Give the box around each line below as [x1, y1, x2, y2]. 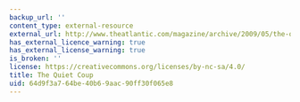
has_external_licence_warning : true [9, 37, 146, 47]
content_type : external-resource [9, 21, 134, 30]
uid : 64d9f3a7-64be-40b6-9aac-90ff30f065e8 [9, 79, 174, 88]
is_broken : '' [9, 54, 62, 63]
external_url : [9, 29, 62, 38]
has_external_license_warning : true [9, 46, 146, 55]
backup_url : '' [9, 12, 66, 22]
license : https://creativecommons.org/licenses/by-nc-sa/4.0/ [9, 63, 246, 72]
